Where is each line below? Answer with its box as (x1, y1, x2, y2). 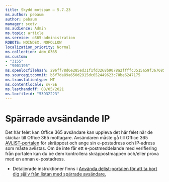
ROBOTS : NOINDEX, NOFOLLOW (5, 40, 62, 45)
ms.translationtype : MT (5, 77, 55, 82)
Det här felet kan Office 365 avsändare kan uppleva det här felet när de (5, 129, 153, 135)
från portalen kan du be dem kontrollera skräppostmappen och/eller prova (5, 151, 159, 157)
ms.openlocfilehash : (5, 68, 49, 73)
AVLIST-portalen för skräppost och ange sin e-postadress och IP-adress (5, 140, 155, 146)
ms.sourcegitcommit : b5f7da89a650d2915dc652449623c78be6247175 (5, 73, 141, 78)
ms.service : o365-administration (5, 36, 75, 41)
